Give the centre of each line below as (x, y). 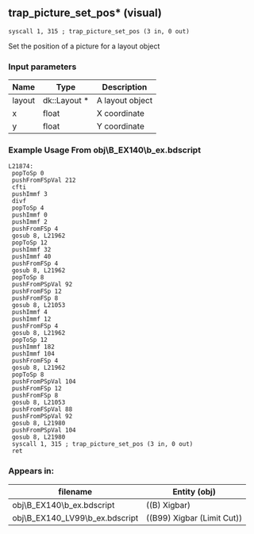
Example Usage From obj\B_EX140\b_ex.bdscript (104, 150)
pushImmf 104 (33, 354)
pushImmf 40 (31, 257)
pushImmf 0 (29, 215)
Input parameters (42, 67)
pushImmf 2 (29, 222)
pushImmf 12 (31, 319)
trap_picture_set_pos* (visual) (85, 13)
